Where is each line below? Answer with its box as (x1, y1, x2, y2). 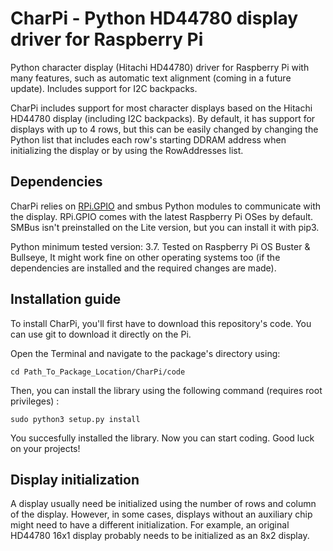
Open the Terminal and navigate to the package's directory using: (10, 347, 281, 359)
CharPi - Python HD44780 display (10, 7, 299, 30)
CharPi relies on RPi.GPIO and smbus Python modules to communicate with (10, 200, 321, 212)
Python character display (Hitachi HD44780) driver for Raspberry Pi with (10, 61, 310, 73)
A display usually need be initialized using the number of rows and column (10, 498, 317, 510)
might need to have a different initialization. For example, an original (10, 519, 290, 531)
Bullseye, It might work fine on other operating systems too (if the (10, 251, 281, 263)
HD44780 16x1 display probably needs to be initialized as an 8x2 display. (10, 530, 310, 542)
